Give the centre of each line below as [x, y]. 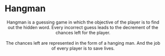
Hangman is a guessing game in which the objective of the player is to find [83, 22]
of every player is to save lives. [83, 48]
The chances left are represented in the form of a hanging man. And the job [83, 43]
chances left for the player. [83, 32]
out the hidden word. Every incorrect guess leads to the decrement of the [83, 27]
